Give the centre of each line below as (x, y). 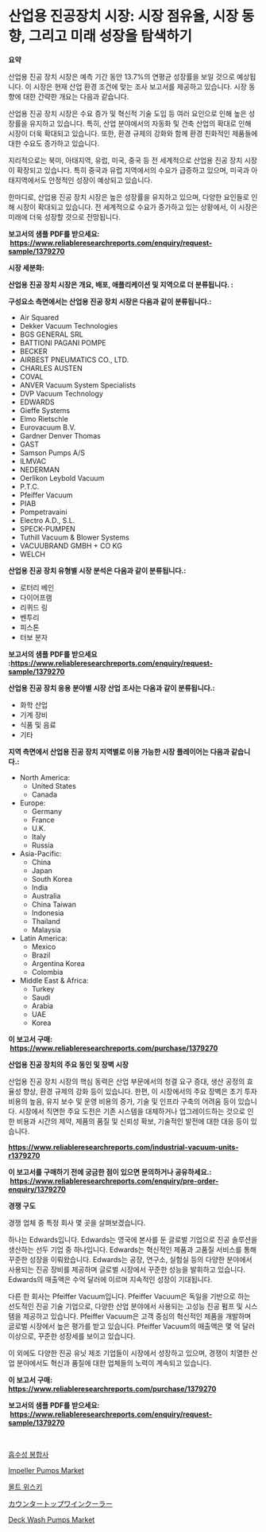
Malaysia (46, 930)
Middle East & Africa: (54, 980)
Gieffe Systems (44, 410)
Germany (46, 811)
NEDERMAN (40, 470)
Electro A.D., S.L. (47, 520)
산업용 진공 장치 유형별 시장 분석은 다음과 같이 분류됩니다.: (97, 571)
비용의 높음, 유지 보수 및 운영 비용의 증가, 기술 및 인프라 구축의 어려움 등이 (122, 1101)
